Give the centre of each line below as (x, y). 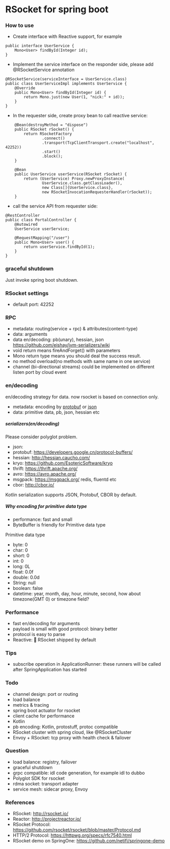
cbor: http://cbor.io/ (34, 484)
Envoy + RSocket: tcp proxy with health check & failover (72, 737)
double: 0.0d (26, 577)
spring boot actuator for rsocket (46, 710)
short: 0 (21, 555)
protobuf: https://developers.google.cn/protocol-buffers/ (73, 452)
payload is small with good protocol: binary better (65, 629)
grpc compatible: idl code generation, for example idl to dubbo (79, 773)
